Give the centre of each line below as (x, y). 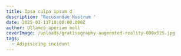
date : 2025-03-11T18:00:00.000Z (46, 22)
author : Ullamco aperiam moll (43, 28)
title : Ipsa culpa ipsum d (39, 11)
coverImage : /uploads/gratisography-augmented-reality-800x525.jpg (91, 33)
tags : (13, 38)
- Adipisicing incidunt (40, 44)
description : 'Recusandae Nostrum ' (51, 17)
